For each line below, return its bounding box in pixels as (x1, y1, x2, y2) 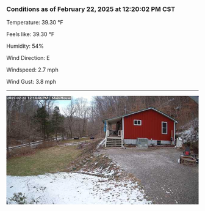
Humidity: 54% (6, 42, 45, 50)
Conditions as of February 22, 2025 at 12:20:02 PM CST (6, 5, 176, 13)
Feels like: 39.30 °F (6, 31, 55, 38)
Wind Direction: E (6, 54, 50, 62)
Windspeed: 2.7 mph (6, 66, 59, 73)
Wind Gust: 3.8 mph (6, 78, 57, 86)
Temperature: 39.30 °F (6, 19, 63, 26)
